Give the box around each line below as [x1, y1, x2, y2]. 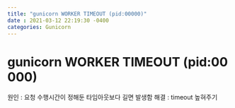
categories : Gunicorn [7, 23, 71, 30]
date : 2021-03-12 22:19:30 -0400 [7, 17, 110, 24]
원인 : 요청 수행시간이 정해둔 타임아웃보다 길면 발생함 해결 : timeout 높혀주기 [7, 93, 218, 102]
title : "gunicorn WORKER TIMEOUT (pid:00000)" [7, 10, 147, 18]
